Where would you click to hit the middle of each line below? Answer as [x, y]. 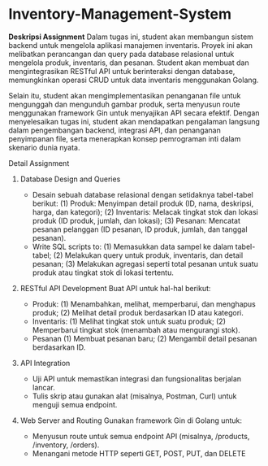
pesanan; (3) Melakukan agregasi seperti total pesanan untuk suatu [145, 263]
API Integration [45, 363]
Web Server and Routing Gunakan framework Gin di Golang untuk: [131, 420]
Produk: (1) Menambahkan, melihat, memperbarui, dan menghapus [144, 304]
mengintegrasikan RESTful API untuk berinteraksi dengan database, [122, 71]
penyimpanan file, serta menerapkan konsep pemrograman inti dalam [125, 138]
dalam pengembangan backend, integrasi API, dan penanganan [115, 130]
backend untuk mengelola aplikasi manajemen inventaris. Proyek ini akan [131, 45]
